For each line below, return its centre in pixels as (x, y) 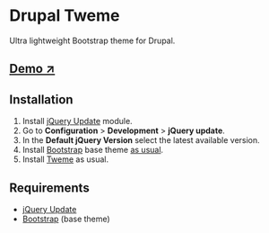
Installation (41, 99)
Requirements (49, 188)
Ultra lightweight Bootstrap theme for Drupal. (92, 40)
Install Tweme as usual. (65, 159)
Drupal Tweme (65, 16)
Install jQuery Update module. (77, 121)
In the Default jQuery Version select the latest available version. (141, 140)
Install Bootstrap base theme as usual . (93, 150)
